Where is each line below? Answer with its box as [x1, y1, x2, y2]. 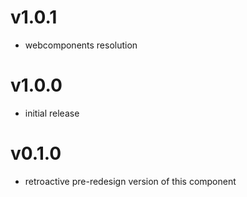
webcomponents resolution [24, 39, 138, 51]
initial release [24, 107, 80, 119]
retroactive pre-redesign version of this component [24, 175, 237, 187]
